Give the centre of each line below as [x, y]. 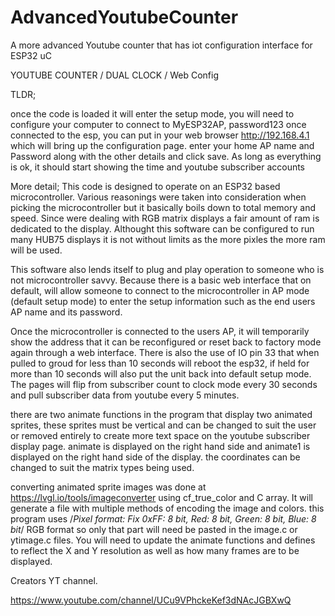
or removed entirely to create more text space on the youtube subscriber [160, 435]
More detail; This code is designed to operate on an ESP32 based [145, 186]
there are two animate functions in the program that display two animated [161, 414]
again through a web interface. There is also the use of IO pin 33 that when [165, 352]
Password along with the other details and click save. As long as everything [166, 156]
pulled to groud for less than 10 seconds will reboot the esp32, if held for [160, 363]
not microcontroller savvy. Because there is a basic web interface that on [161, 280]
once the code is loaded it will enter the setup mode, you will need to [152, 113]
